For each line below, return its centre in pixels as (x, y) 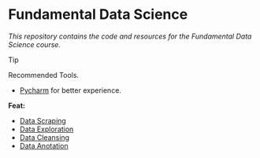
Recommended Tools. (44, 75)
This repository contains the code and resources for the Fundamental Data (130, 36)
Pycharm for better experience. (71, 90)
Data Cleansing (44, 137)
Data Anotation (44, 145)
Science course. (35, 44)
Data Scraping (43, 120)
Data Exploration (46, 129)
